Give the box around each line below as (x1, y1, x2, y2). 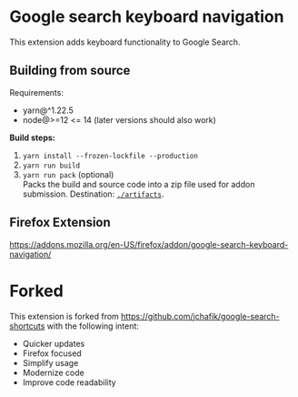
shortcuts (9, 321, 45, 331)
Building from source (9, 63, 131, 78)
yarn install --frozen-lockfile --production (22, 151, 198, 160)
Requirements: (9, 87, 64, 97)
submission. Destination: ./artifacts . (22, 188, 164, 199)
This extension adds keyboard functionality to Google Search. (9, 36, 241, 47)
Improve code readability (22, 376, 116, 388)
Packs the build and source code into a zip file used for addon (22, 178, 255, 189)
